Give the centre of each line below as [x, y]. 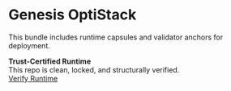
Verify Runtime [33, 78]
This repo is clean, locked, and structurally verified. [94, 69]
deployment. [29, 45]
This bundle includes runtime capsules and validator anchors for [116, 37]
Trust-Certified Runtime [50, 61]
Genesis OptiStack [73, 15]
